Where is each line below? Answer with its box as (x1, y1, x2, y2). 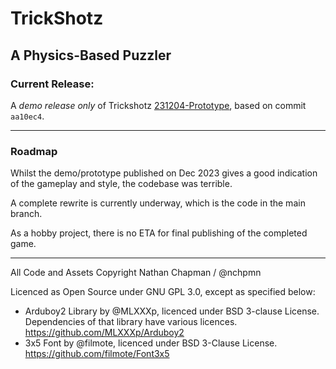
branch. (10, 208, 43, 220)
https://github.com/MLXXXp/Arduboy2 (24, 327, 185, 339)
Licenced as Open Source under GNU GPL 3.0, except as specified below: (10, 286, 316, 298)
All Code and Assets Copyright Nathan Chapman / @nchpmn (10, 267, 262, 279)
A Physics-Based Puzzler (10, 47, 172, 64)
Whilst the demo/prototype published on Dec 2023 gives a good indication (10, 167, 318, 179)
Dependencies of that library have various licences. (24, 316, 238, 328)
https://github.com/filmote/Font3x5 (24, 348, 170, 360)
